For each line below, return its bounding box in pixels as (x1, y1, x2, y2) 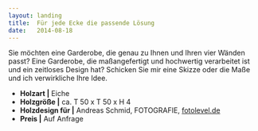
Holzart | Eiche (19, 89, 70, 98)
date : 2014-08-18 (8, 26, 73, 34)
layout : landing (8, 11, 62, 20)
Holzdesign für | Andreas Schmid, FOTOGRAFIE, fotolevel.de (19, 106, 221, 115)
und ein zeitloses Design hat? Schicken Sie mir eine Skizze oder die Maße (8, 65, 251, 75)
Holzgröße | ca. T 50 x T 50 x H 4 (19, 97, 131, 107)
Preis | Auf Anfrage (19, 114, 84, 124)
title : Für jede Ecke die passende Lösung (8, 19, 155, 27)
